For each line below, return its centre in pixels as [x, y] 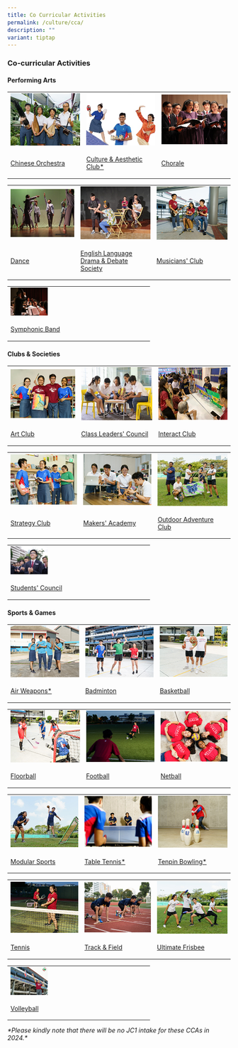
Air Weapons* [31, 691]
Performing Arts [32, 80]
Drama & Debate [104, 261]
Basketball [175, 691]
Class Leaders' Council [115, 434]
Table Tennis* [105, 861]
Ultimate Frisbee [181, 947]
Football [98, 776]
